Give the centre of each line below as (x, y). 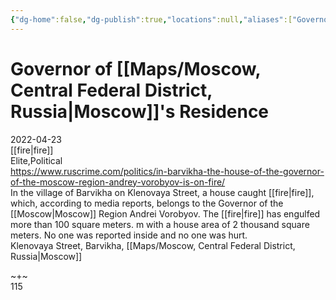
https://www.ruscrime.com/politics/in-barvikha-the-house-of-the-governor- (167, 171)
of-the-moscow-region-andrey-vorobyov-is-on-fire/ (118, 182)
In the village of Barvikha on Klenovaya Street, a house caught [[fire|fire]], (162, 192)
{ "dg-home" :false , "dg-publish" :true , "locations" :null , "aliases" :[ (151, 19)
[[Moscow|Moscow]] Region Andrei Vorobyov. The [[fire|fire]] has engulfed (165, 213)
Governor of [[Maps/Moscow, (135, 68)
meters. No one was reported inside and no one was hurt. (129, 235)
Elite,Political (36, 160)
